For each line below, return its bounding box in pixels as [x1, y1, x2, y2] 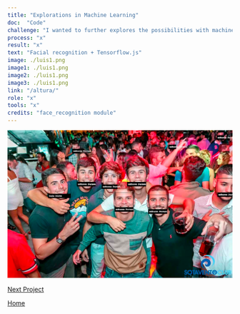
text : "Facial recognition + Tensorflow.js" [7, 49, 142, 56]
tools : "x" [7, 102, 40, 109]
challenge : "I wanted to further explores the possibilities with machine [7, 26, 235, 34]
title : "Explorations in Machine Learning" [7, 11, 139, 19]
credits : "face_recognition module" [7, 109, 116, 117]
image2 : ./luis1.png [7, 71, 69, 78]
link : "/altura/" [7, 86, 59, 94]
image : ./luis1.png [7, 57, 66, 64]
